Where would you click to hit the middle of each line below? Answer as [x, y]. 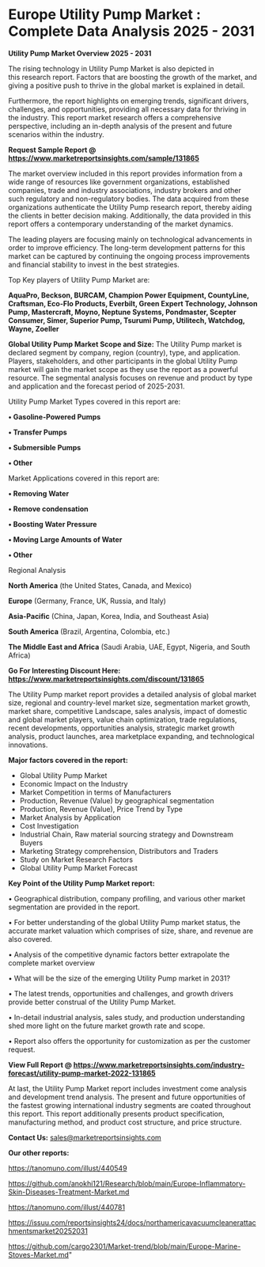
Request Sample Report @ [52, 150]
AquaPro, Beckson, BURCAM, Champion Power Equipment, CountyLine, [129, 295]
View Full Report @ [40, 1064]
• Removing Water [39, 493]
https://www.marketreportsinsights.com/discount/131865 [106, 679]
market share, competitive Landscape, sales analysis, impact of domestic [128, 711]
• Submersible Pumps [45, 447]
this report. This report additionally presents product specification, [117, 1113]
